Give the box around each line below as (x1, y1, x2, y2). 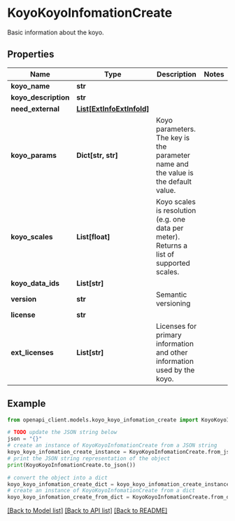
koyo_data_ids (10, 278, 60, 288)
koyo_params (10, 150, 57, 160)
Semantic (156, 290, 187, 299)
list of (156, 249, 175, 259)
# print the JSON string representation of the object (7, 454, 171, 462)
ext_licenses (10, 347, 54, 357)
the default (156, 177, 192, 187)
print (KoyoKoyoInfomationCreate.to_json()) (7, 461, 136, 468)
